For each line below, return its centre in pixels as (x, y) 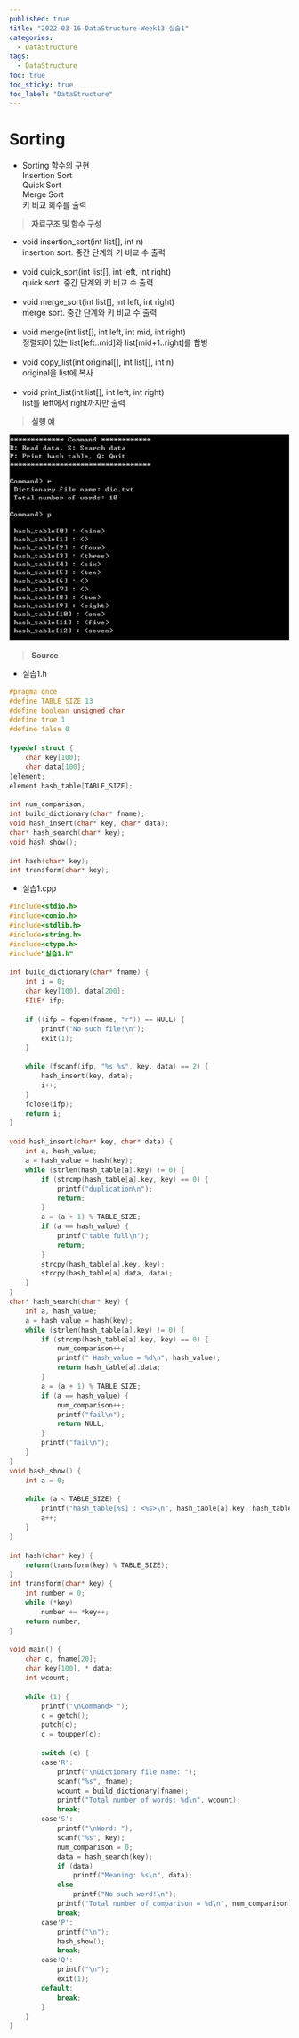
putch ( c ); (59, 1725)
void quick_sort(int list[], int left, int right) (97, 271)
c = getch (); (65, 1716)
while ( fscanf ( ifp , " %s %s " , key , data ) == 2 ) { (117, 1067)
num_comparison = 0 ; (95, 1847)
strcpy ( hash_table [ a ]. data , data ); (107, 1274)
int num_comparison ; (48, 804)
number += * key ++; (75, 1612)
